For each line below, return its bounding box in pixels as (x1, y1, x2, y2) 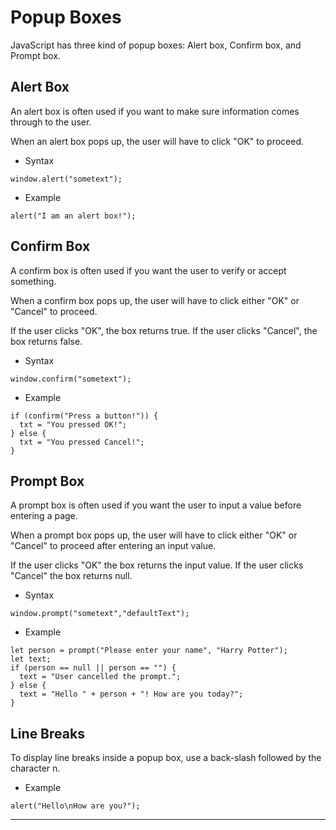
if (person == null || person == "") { (10, 663, 177, 673)
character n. (10, 762, 61, 775)
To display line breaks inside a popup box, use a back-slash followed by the (10, 752, 322, 764)
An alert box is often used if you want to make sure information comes (10, 105, 300, 117)
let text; (10, 654, 52, 665)
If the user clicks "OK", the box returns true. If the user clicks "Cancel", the (10, 324, 318, 336)
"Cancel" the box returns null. (10, 570, 133, 582)
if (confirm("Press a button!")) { (10, 411, 159, 421)
